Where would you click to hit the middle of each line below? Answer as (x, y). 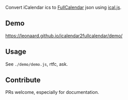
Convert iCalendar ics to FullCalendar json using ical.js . (63, 7)
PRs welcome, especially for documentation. (52, 92)
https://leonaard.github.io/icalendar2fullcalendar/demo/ (64, 36)
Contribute (23, 80)
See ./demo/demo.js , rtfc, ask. (37, 64)
